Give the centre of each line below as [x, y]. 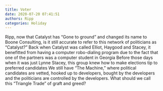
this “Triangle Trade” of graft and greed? [45, 84]
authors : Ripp [19, 18]
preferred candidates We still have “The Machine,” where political [71, 68]
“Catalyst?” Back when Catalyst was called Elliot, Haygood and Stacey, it [78, 47]
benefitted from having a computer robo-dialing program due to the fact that [81, 53]
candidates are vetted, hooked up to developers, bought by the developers [80, 73]
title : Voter [18, 9]
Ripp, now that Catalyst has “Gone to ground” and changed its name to [76, 37]
